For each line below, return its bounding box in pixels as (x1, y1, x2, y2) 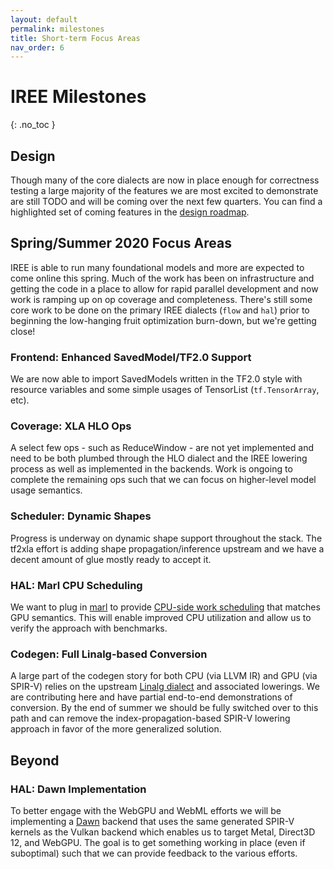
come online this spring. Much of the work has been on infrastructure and (10, 272, 315, 284)
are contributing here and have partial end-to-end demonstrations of (10, 691, 293, 703)
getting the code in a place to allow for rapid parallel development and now (10, 282, 319, 295)
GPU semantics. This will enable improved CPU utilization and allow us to (10, 612, 312, 623)
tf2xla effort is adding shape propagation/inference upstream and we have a (10, 542, 325, 555)
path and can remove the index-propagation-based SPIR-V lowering (10, 712, 291, 725)
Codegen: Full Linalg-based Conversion (10, 647, 208, 661)
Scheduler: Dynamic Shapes (10, 509, 152, 523)
